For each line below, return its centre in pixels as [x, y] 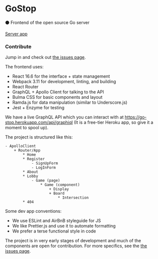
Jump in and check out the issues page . [45, 58]
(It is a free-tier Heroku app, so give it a [114, 122]
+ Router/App [27, 150]
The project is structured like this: [39, 137]
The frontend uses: [24, 67]
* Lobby [30, 176]
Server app [16, 34]
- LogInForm [43, 168]
